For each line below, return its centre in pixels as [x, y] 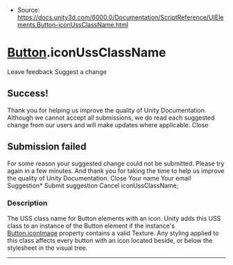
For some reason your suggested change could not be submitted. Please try [116, 163]
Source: [28, 10]
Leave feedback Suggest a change [57, 71]
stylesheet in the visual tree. [48, 248]
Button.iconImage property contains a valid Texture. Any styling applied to [113, 233]
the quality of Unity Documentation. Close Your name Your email [99, 178]
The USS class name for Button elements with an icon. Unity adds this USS [114, 218]
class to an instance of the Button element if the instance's [91, 226]
